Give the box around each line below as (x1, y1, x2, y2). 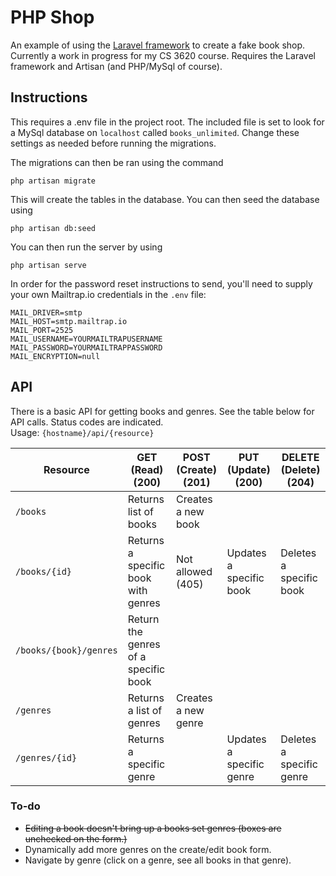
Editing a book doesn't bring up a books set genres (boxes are (24, 822, 282, 834)
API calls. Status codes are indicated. (10, 416, 164, 428)
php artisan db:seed (10, 223, 97, 233)
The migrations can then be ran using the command (10, 156, 224, 168)
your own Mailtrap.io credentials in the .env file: (10, 288, 207, 300)
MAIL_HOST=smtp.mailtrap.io (10, 316, 128, 326)
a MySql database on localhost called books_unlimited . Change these (10, 126, 300, 138)
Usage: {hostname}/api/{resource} (10, 426, 155, 438)
